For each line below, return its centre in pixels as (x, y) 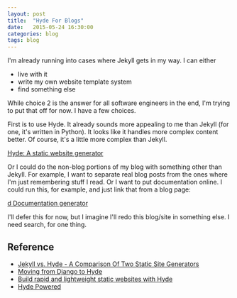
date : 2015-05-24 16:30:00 (50, 27)
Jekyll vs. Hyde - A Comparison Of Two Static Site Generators (108, 264)
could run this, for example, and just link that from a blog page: (99, 189)
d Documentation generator (48, 204)
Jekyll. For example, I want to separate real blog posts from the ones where (118, 175)
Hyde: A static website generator (55, 153)
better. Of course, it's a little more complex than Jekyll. (87, 140)
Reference (31, 247)
